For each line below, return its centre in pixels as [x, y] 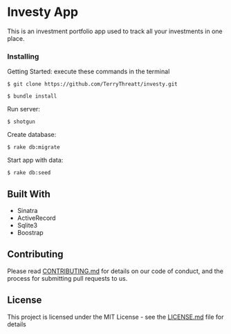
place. [16, 38]
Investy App [43, 12]
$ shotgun [21, 122]
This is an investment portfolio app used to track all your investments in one [115, 31]
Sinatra [27, 211]
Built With [29, 194]
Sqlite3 [27, 225]
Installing [23, 56]
